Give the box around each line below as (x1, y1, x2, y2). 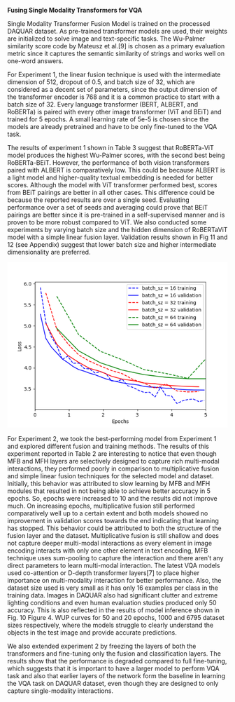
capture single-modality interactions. (7, 687, 114, 695)
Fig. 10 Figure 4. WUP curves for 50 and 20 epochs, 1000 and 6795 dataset (7, 614, 225, 621)
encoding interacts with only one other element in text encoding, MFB (7, 546, 208, 555)
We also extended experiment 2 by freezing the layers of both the (7, 642, 197, 650)
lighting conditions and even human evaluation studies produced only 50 (7, 599, 217, 607)
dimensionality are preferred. (7, 248, 91, 256)
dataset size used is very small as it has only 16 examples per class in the (7, 583, 219, 592)
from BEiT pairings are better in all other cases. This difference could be (7, 189, 215, 196)
